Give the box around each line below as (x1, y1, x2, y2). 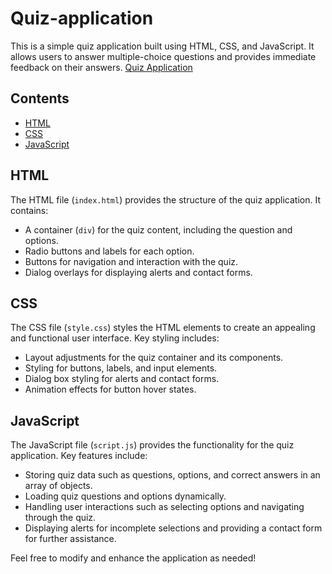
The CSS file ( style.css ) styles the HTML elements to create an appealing (10, 322, 316, 334)
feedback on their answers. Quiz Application (10, 61, 193, 73)
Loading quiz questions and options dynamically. (24, 490, 227, 502)
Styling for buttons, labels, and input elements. (24, 362, 218, 374)
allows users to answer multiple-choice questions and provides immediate (10, 50, 317, 62)
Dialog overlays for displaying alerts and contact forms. (24, 266, 253, 278)
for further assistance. (24, 533, 117, 545)
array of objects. (24, 480, 93, 492)
